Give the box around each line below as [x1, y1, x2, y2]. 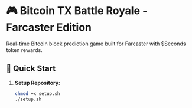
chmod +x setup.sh [14, 90, 60, 97]
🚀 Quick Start [6, 64, 56, 74]
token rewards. [6, 46, 43, 53]
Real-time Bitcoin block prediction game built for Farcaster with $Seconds [6, 40, 186, 47]
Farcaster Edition [6, 21, 92, 34]
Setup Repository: [14, 79, 61, 86]
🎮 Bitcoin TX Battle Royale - [6, 4, 148, 18]
